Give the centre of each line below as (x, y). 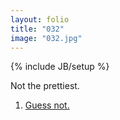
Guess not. (47, 105)
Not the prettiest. (45, 86)
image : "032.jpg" (46, 38)
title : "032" (37, 29)
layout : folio (40, 19)
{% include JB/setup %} (60, 67)
